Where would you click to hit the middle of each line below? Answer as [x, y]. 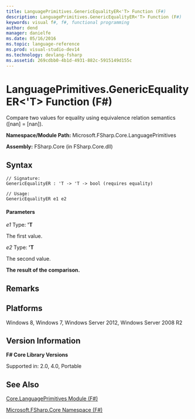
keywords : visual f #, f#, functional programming [68, 22]
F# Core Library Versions [37, 355]
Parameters [20, 212]
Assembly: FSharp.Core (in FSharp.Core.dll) [59, 147]
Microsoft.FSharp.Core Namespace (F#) [54, 410]
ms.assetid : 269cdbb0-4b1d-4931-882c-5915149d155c [69, 60]
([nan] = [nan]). [25, 124]
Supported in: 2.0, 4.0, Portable [44, 366]
